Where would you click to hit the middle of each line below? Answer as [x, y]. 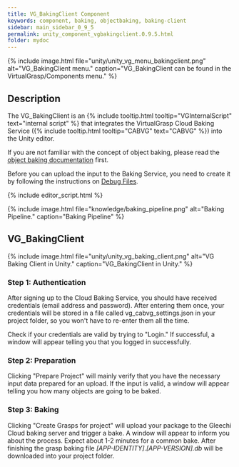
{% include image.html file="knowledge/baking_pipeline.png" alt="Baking [116, 209]
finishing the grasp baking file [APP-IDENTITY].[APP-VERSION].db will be [115, 448]
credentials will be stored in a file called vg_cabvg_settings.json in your [112, 313]
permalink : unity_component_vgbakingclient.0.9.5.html [91, 34]
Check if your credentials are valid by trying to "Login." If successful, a [111, 335]
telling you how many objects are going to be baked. [85, 391]
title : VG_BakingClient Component [59, 14]
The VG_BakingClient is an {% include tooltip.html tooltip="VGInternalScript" [120, 116]
